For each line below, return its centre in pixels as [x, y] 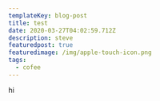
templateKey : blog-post [48, 16]
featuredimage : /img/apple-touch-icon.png [80, 52]
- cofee [28, 68]
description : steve [41, 38]
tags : [17, 60]
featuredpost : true [41, 45]
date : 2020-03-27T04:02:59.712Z [62, 30]
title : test [28, 23]
